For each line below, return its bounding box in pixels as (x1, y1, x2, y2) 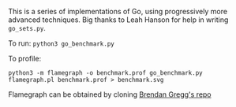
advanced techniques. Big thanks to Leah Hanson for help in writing (8, 15, 229, 24)
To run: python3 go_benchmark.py (8, 39, 114, 48)
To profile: (8, 54, 42, 63)
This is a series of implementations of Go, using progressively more (8, 7, 227, 16)
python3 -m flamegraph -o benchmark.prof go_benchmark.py (8, 69, 203, 77)
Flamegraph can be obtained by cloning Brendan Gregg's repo (8, 90, 212, 99)
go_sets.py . (8, 24, 46, 32)
